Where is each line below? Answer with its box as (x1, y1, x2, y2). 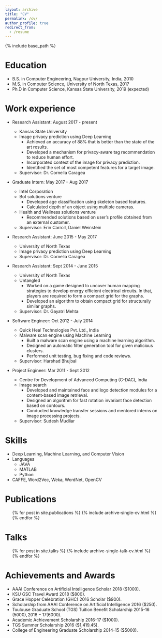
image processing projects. (26, 413, 81, 419)
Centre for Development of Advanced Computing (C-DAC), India (19, 376, 147, 383)
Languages (12, 456, 35, 462)
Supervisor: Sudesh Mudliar (19, 418, 75, 424)
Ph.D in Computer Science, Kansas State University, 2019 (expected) (12, 86, 149, 92)
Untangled (19, 277, 40, 283)
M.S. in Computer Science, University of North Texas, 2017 (12, 81, 130, 87)
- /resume (9, 30, 29, 34)
